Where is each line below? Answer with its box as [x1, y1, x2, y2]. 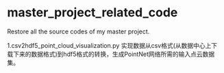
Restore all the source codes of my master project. [7, 27, 150, 35]
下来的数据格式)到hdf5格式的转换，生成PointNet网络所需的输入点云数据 [12, 50, 215, 58]
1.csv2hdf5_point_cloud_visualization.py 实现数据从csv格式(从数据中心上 [7, 41, 212, 49]
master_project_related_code [7, 5, 178, 20]
